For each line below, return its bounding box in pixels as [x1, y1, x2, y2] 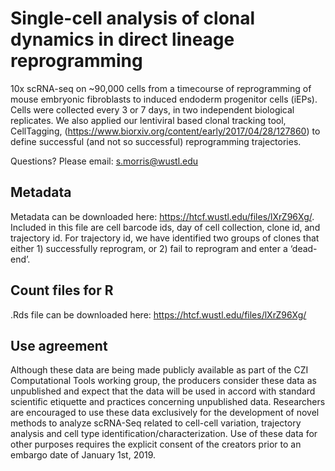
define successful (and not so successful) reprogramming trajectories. [10, 135, 302, 147]
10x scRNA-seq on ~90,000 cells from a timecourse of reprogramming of [10, 82, 312, 94]
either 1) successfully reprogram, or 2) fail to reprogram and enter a [10, 242, 288, 254]
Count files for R [10, 282, 114, 299]
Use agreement [10, 337, 108, 354]
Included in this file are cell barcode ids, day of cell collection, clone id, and [10, 221, 321, 233]
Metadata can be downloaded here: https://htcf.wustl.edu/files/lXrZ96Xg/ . [10, 210, 315, 222]
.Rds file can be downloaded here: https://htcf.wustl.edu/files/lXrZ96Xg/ [10, 308, 307, 321]
